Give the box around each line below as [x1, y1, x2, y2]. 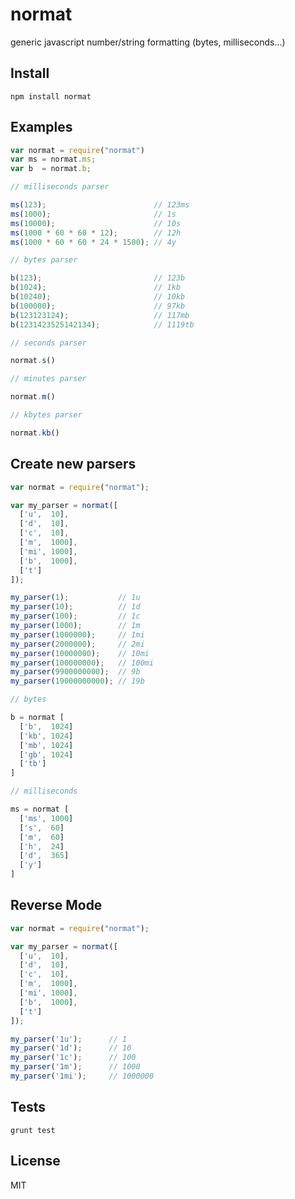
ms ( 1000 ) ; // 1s [10, 209, 177, 219]
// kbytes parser [10, 410, 83, 420]
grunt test [10, 1125, 56, 1135]
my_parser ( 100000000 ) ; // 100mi [10, 658, 155, 668]
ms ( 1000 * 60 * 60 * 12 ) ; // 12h [10, 228, 182, 238]
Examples [10, 119, 73, 136]
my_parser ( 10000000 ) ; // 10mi [10, 648, 150, 658]
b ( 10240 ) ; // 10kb [10, 292, 186, 302]
